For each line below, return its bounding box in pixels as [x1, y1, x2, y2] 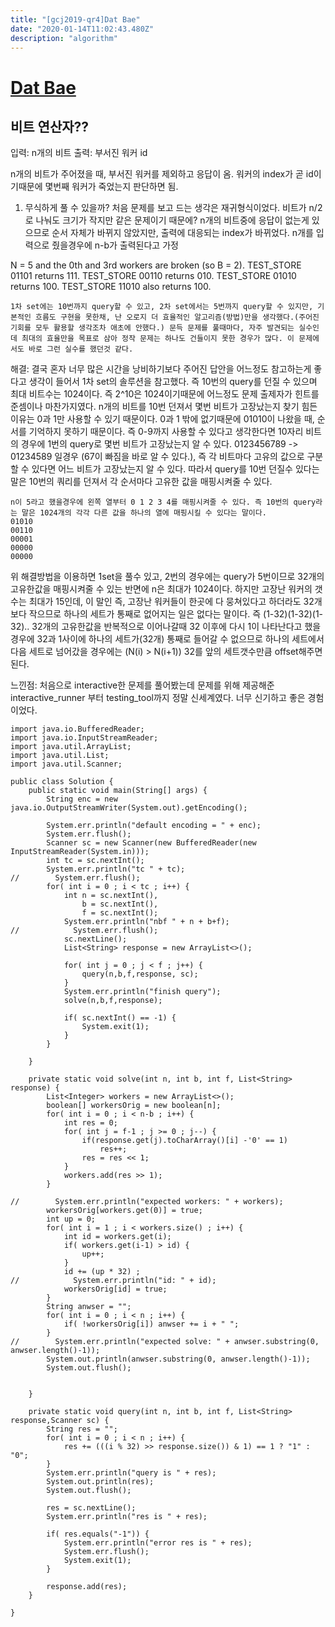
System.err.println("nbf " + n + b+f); [63, 917, 230, 927]
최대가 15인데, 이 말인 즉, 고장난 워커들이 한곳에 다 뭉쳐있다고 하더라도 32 [28, 596, 315, 608]
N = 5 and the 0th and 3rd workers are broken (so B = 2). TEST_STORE [10, 259, 302, 271]
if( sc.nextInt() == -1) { [63, 1013, 177, 1023]
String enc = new [46, 794, 118, 805]
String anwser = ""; [46, 1302, 132, 1312]
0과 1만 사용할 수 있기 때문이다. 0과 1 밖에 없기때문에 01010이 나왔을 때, [36, 413, 315, 425]
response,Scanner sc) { [10, 1416, 110, 1426]
